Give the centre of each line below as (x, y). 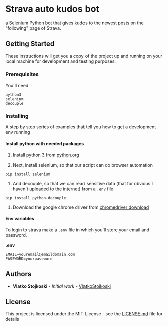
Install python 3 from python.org (46, 155)
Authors (18, 274)
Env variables (20, 219)
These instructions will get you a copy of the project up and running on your (84, 56)
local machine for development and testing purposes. (61, 61)
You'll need (17, 86)
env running (18, 132)
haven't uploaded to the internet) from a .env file (63, 189)
